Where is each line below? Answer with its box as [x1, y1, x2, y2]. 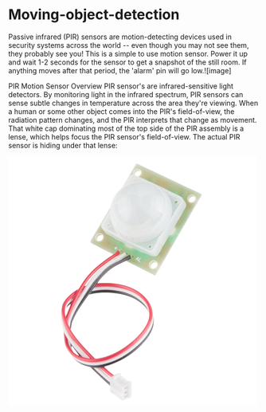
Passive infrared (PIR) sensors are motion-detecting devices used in [8, 32, 233, 41]
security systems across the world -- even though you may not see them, [8, 40, 249, 49]
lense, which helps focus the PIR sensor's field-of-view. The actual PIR [8, 131, 241, 141]
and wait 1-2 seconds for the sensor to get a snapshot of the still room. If [8, 57, 247, 67]
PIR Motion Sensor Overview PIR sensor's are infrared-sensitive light [8, 81, 233, 91]
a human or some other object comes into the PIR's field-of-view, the [8, 106, 235, 116]
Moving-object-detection [8, 6, 180, 24]
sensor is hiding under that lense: [8, 140, 118, 150]
